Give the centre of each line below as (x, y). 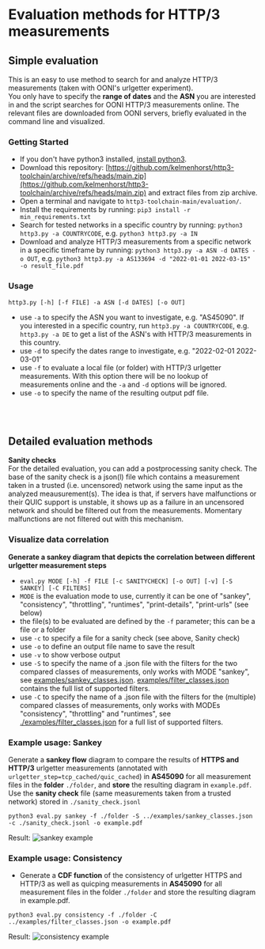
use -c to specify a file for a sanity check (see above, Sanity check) (130, 637)
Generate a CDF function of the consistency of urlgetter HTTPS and (131, 875)
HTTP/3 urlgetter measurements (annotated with (88, 768)
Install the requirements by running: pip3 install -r (105, 210)
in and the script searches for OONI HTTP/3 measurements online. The (124, 105)
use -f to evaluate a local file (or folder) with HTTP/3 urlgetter (120, 367)
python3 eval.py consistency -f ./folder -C (83, 915)
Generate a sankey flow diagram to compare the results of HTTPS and (124, 760)
